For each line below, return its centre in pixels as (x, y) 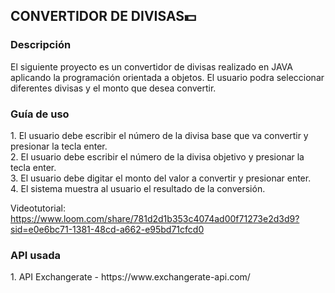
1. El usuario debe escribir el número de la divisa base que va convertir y (159, 135)
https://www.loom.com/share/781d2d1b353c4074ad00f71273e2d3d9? (155, 218)
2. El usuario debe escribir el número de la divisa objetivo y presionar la (157, 156)
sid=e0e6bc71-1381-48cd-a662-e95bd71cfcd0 (107, 229)
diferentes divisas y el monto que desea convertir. (113, 88)
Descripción (41, 45)
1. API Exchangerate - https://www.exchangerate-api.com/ (130, 277)
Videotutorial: (38, 208)
